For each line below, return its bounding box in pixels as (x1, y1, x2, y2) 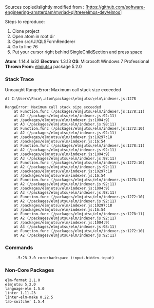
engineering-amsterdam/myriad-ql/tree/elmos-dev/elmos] (5, 9, 122, 15)
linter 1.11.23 (5, 290, 36, 295)
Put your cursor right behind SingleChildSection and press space (12, 49, 143, 55)
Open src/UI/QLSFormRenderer (12, 39, 76, 44)
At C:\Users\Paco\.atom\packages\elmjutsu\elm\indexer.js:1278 (5, 96, 136, 102)
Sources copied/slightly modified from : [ (5, 4, 87, 10)
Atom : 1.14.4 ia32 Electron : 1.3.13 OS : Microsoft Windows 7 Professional (5, 59, 150, 64)
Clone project (12, 28, 40, 34)
